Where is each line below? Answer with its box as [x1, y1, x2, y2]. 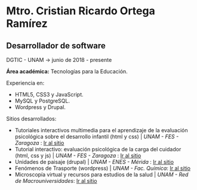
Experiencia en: [6, 79, 45, 86]
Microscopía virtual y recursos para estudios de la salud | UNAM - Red [14, 171, 189, 178]
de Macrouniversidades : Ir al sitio [14, 177, 97, 184]
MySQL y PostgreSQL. [14, 97, 70, 104]
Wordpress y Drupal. [14, 104, 66, 111]
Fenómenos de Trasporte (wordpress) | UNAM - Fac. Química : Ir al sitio [14, 165, 191, 172]
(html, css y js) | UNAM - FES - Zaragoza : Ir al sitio [14, 152, 141, 159]
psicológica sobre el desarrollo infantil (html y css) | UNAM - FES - [14, 133, 179, 140]
